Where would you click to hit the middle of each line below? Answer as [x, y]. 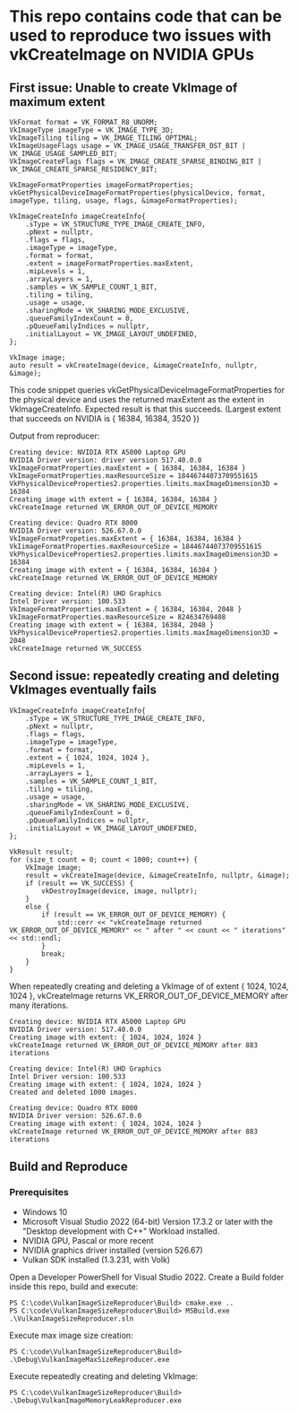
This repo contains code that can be [145, 17]
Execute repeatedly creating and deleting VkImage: [104, 1376]
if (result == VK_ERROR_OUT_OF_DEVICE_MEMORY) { [134, 915]
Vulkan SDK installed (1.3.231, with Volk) [96, 1259]
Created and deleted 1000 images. [74, 1092]
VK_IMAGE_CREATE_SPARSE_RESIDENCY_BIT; [84, 169]
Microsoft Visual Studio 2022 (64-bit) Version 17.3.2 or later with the [148, 1221]
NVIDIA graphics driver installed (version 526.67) [112, 1250]
